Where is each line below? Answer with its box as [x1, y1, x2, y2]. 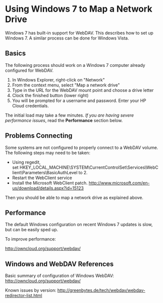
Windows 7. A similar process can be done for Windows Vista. [5, 35, 129, 41]
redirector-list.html [5, 293, 42, 299]
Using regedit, [12, 159, 41, 165]
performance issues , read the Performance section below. [5, 117, 123, 123]
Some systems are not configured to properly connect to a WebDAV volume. [5, 144, 158, 150]
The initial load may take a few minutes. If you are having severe [5, 112, 134, 118]
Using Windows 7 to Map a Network [5, 3, 152, 15]
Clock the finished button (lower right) [12, 92, 89, 98]
